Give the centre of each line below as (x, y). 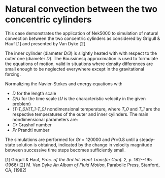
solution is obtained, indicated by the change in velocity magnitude (84, 144)
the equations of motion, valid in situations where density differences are (79, 64)
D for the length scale (34, 93)
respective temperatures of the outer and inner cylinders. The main (80, 114)
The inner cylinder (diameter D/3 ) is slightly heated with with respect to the (81, 53)
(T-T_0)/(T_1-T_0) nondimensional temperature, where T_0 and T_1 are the (86, 109)
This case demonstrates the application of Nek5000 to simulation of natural (82, 33)
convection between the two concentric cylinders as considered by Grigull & (82, 38)
